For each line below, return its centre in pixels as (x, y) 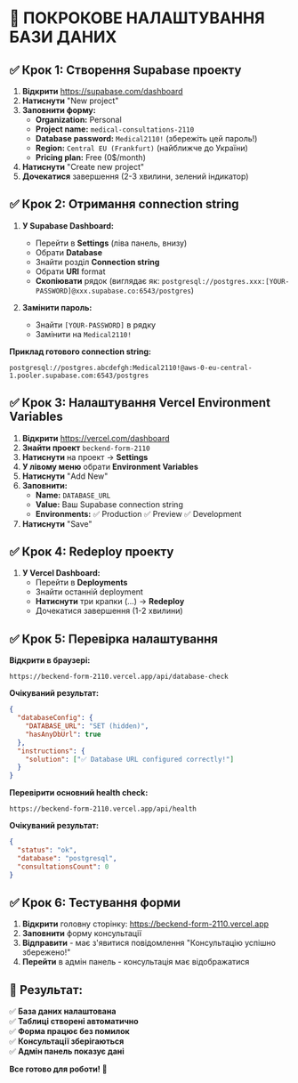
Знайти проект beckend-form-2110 (86, 448)
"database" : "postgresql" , (67, 858)
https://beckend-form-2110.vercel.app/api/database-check (119, 677)
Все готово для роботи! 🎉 (58, 1069)
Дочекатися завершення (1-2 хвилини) (109, 611)
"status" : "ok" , (47, 850)
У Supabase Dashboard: (68, 225)
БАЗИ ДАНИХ (63, 37)
